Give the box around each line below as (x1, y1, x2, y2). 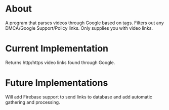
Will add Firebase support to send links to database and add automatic (5, 94, 153, 100)
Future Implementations (5, 77, 108, 89)
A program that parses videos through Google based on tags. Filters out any (5, 20, 164, 26)
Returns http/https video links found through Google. (5, 59, 115, 66)
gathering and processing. (5, 99, 60, 105)
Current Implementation (5, 43, 109, 54)
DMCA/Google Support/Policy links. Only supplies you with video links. (5, 25, 153, 31)
